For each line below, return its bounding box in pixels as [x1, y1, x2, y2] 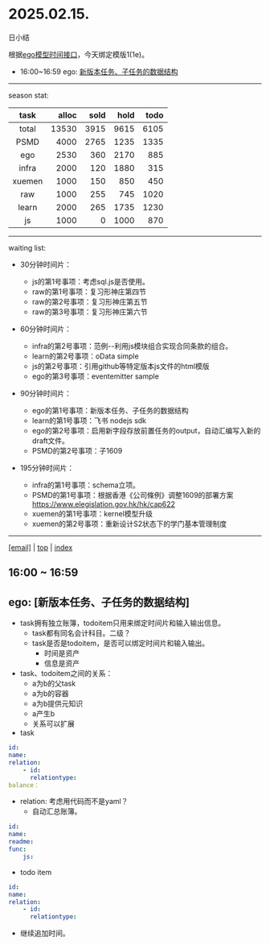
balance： [8, 781, 40, 790]
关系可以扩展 [31, 719, 75, 729]
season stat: [8, 90, 50, 100]
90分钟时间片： [19, 388, 72, 398]
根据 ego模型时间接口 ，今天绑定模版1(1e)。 [8, 49, 149, 59]
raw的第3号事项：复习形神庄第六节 [31, 307, 148, 317]
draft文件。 [31, 436, 70, 446]
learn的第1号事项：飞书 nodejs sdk [31, 416, 147, 425]
